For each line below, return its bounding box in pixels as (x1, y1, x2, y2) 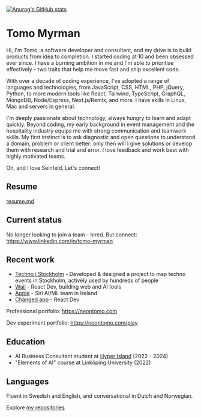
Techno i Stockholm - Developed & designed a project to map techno (14, 271, 186, 278)
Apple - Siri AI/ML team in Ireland (14, 290, 98, 297)
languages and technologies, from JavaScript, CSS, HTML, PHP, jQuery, (6, 83, 184, 91)
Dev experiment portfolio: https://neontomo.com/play (6, 319, 138, 326)
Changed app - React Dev (14, 296, 80, 303)
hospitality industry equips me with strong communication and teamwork (6, 127, 187, 134)
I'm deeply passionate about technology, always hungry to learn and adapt (6, 114, 191, 121)
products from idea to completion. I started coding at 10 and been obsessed (6, 53, 194, 60)
